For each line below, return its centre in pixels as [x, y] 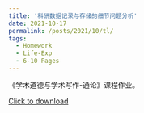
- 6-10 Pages [38, 61]
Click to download [38, 101]
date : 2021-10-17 [38, 23]
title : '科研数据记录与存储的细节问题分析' [73, 16]
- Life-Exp [34, 53]
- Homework [34, 46]
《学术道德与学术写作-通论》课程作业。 [74, 85]
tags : [17, 38]
